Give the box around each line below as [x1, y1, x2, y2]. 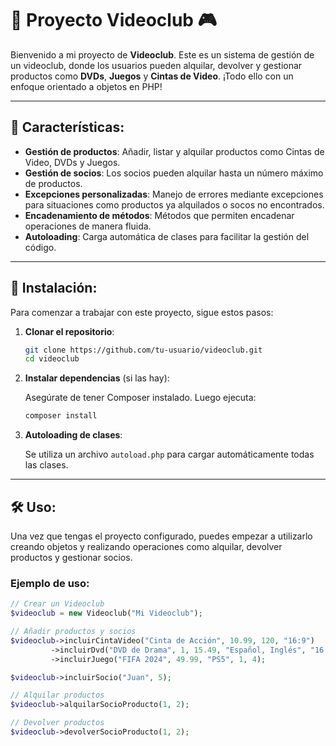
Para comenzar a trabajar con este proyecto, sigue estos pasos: [10, 306, 274, 318]
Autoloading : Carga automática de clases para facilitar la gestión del [24, 230, 310, 242]
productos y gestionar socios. [10, 552, 133, 563]
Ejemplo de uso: [10, 576, 90, 590]
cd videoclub [24, 354, 80, 364]
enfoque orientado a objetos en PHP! [10, 80, 163, 92]
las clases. [24, 459, 69, 471]
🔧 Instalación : [10, 280, 98, 297]
